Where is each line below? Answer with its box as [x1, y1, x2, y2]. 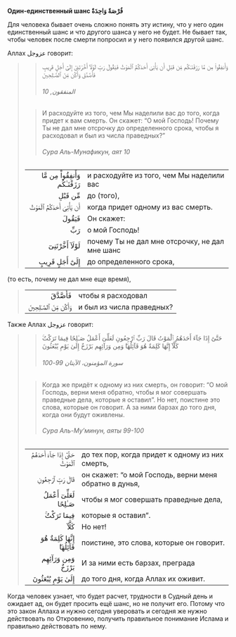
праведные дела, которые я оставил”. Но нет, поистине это [41, 395, 221, 404]
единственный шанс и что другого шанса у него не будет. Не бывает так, [7, 28, 228, 36]
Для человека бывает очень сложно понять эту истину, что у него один [7, 20, 223, 28]
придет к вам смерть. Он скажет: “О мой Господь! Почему [41, 116, 219, 125]
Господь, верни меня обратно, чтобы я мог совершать [41, 388, 207, 396]
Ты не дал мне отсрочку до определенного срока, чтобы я [41, 124, 219, 132]
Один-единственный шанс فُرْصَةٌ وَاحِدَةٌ [7, 7, 124, 15]
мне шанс [86, 245, 122, 255]
